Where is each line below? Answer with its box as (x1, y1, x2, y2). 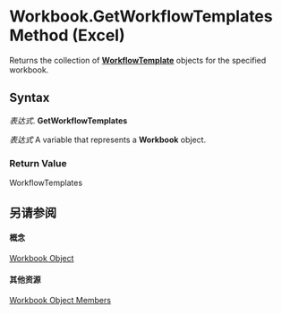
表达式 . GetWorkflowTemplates (9, 115, 128, 126)
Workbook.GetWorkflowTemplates (9, 6, 273, 27)
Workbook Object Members (9, 294, 112, 305)
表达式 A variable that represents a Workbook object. (9, 134, 207, 145)
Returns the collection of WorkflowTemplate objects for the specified (9, 55, 267, 65)
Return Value (9, 157, 67, 169)
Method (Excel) (9, 25, 125, 46)
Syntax (9, 90, 50, 106)
